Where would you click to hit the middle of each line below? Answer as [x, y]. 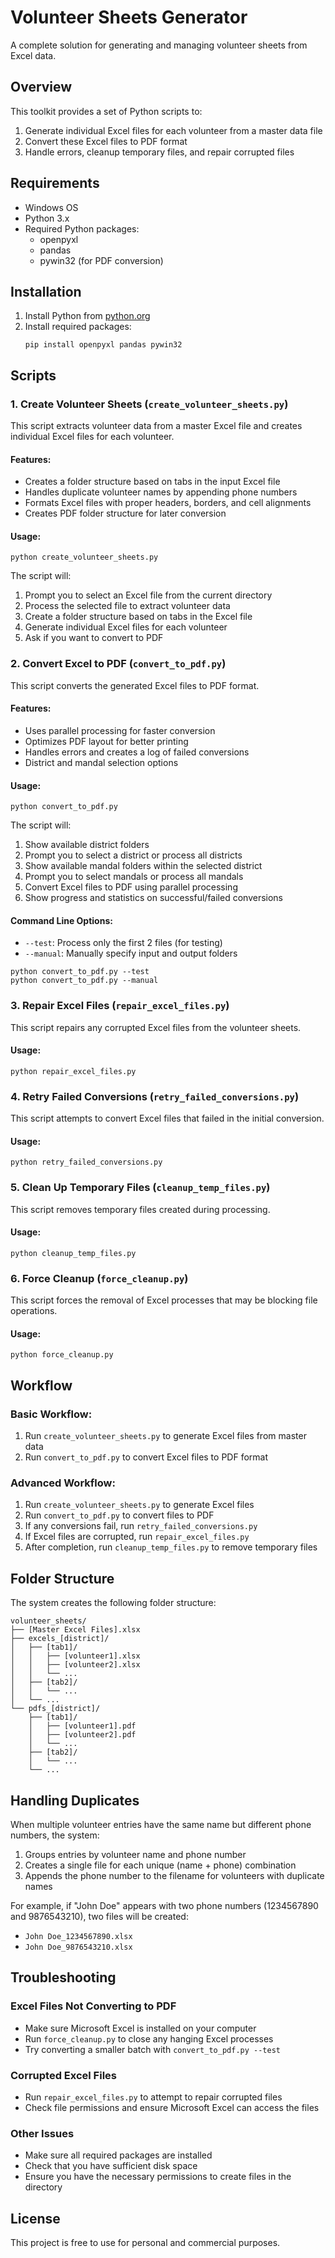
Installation [46, 291]
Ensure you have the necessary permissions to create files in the [158, 2177]
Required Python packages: [82, 228]
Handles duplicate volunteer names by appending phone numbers [161, 492]
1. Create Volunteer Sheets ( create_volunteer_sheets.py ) [149, 404]
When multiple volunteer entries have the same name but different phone [161, 1824]
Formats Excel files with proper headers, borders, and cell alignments [168, 503]
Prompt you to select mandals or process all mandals [134, 877]
